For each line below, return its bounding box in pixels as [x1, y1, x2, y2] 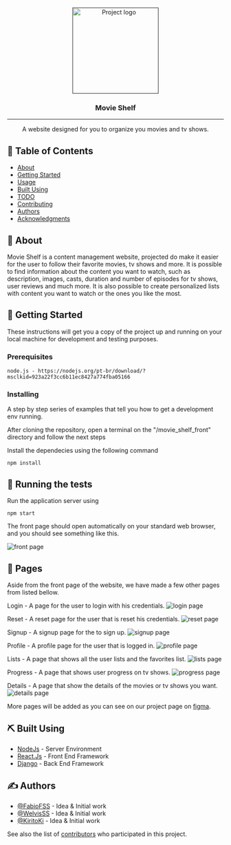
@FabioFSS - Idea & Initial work [16, 802, 107, 810]
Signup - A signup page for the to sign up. [7, 628, 126, 637]
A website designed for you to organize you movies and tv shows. [22, 125, 209, 133]
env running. [7, 412, 43, 420]
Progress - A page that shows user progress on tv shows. [7, 668, 170, 676]
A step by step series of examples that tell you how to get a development [7, 405, 214, 414]
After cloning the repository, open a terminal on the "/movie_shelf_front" [7, 426, 212, 434]
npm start [7, 510, 36, 517]
